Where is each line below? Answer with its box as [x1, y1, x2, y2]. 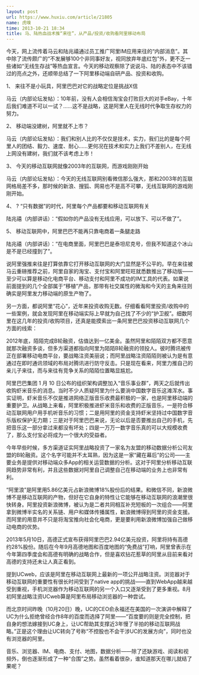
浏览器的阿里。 [11, 635, 48, 642]
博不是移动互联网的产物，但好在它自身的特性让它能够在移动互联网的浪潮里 [6, 494, 188, 501]
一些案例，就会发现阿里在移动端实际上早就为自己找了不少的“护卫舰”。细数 [6, 310, 188, 317]
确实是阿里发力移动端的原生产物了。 [6, 290, 95, 297]
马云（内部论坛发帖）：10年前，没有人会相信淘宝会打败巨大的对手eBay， [6, 95, 182, 103]
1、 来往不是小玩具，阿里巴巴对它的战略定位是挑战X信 [6, 82, 138, 89]
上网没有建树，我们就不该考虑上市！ [6, 150, 95, 157]
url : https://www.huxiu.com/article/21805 [6, 14, 113, 20]
